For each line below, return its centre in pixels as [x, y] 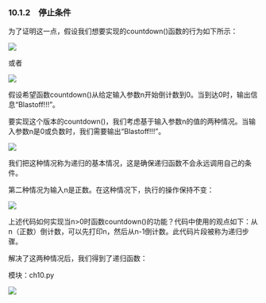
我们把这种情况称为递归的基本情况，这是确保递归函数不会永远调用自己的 [126, 163]
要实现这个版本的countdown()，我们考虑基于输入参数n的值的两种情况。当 [129, 121]
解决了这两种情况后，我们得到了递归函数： [78, 259]
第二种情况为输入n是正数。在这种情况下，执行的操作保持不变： [111, 190]
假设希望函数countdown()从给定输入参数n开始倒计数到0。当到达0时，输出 [129, 95]
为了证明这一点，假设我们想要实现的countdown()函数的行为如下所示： [123, 31]
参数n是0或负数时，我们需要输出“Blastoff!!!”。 [90, 132]
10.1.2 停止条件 [40, 12]
